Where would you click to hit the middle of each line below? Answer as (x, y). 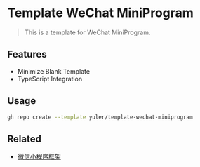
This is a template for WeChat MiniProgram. (87, 32)
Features (27, 54)
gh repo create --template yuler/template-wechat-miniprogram (100, 117)
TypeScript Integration (50, 79)
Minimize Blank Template (53, 71)
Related (25, 139)
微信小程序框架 (39, 156)
